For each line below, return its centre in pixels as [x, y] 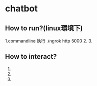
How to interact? [31, 57]
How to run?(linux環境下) [44, 28]
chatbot [21, 9]
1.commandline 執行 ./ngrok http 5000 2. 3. [49, 41]
